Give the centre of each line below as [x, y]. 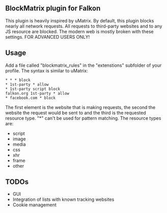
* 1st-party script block [33, 89]
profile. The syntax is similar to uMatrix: [47, 70]
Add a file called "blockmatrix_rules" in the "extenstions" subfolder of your [83, 65]
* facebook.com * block [31, 98]
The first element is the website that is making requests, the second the [80, 107]
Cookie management [35, 205]
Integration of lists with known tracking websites [63, 199]
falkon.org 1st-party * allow [37, 93]
